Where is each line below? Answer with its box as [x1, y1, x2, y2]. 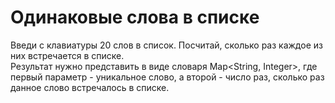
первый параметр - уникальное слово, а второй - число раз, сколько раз [10, 71, 325, 83]
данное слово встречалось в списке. [10, 81, 170, 93]
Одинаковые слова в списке [10, 6, 260, 29]
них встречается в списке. [10, 49, 125, 61]
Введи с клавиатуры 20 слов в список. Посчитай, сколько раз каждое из [10, 39, 323, 51]
